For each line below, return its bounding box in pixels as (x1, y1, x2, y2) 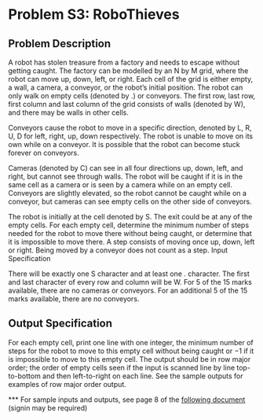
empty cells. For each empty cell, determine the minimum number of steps (8, 220, 250, 230)
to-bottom (8, 371, 41, 381)
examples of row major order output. (8, 379, 127, 389)
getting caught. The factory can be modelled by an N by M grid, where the (8, 66, 249, 76)
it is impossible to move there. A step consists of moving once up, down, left (8, 238, 255, 246)
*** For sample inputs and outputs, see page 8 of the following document (8, 395, 246, 404)
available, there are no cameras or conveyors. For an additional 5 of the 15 (8, 286, 248, 295)
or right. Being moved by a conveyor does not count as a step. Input (8, 245, 228, 255)
